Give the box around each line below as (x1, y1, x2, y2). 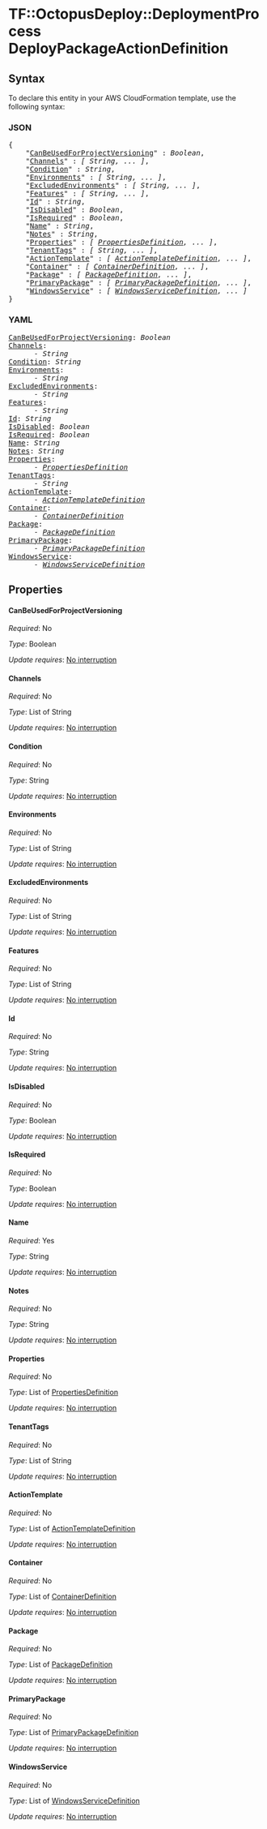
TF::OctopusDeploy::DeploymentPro (8, 5, 260, 24)
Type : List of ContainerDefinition (8, 1591, 117, 1602)
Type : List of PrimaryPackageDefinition (8, 1728, 139, 1737)
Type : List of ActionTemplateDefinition (8, 1523, 136, 1533)
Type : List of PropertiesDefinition (8, 1388, 119, 1398)
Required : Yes (8, 1236, 55, 1246)
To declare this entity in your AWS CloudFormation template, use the (8, 93, 236, 102)
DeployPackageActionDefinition (8, 40, 229, 58)
